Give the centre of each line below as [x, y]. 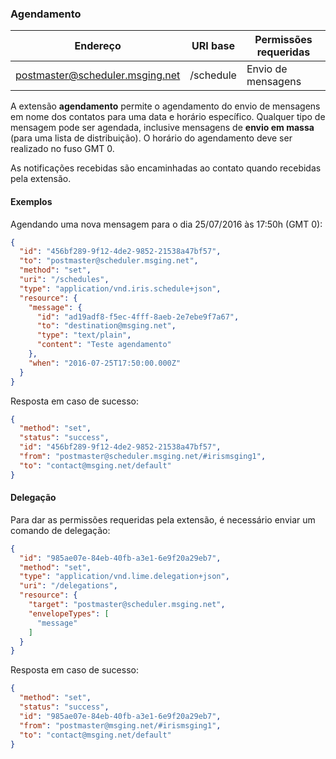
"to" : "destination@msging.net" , [106, 326]
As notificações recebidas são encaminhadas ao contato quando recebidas [166, 168]
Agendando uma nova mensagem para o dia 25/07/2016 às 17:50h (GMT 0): [166, 224]
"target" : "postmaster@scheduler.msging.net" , [127, 605]
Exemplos [31, 201]
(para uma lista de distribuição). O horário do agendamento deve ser [151, 138]
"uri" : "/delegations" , [68, 586]
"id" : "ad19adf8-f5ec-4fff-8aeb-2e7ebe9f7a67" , [138, 317]
